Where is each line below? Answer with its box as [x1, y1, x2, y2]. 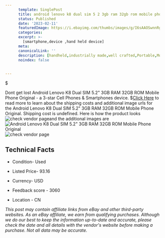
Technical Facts [5, 146, 55, 154]
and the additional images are [49, 116, 110, 121]
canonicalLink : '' [18, 48, 56, 53]
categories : [18, 30, 43, 35]
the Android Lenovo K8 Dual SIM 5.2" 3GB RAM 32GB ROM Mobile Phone [5, 105, 154, 111]
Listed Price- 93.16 [12, 168, 51, 174]
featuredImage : [18, 26, 50, 30]
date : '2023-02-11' [18, 21, 58, 26]
